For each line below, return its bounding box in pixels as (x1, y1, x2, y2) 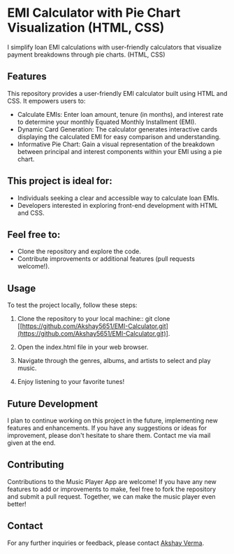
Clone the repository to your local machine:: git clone (17, 315, 170, 323)
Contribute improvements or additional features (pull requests (17, 255, 196, 263)
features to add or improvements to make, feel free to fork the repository (7, 485, 217, 493)
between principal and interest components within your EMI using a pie (17, 147, 222, 155)
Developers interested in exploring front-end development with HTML (17, 201, 218, 209)
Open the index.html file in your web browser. (17, 343, 149, 351)
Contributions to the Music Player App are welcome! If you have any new (7, 477, 217, 485)
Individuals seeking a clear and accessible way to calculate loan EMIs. (17, 194, 219, 202)
